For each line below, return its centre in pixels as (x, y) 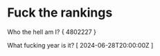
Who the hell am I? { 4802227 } (52, 32)
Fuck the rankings (60, 13)
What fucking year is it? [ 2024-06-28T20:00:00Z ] (80, 45)
